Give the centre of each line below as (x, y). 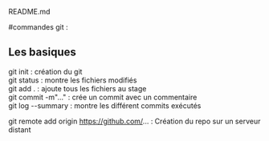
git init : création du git (45, 71)
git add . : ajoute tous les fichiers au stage (77, 88)
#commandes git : (38, 27)
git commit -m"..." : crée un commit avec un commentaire (103, 97)
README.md (29, 12)
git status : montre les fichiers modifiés (73, 80)
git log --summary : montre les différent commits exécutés (105, 105)
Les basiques (42, 52)
